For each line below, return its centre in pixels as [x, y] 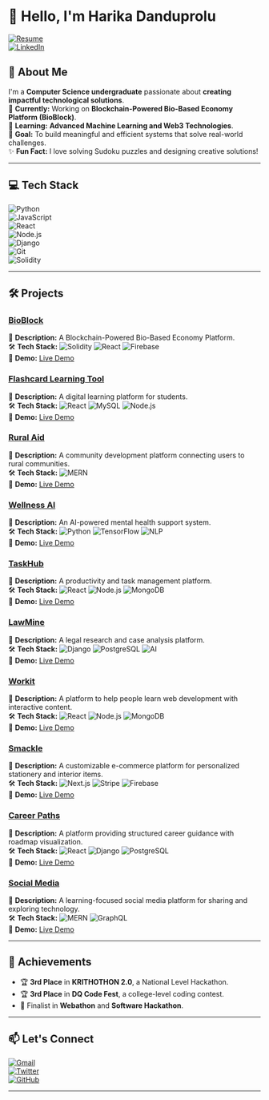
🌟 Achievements [50, 962]
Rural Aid [27, 437]
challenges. [27, 143]
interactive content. [40, 707]
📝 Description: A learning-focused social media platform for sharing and [128, 900]
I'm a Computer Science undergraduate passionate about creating [120, 91]
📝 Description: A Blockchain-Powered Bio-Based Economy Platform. [122, 338]
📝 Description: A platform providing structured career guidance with [121, 833]
